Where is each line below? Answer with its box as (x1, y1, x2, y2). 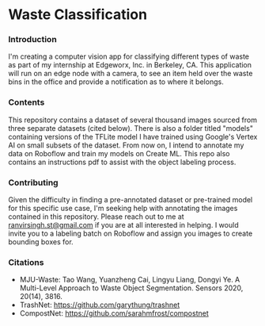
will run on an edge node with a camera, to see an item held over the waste (8, 69, 253, 79)
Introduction (8, 34, 57, 45)
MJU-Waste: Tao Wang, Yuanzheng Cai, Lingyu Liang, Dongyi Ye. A (19, 275, 240, 285)
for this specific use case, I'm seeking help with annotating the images (8, 204, 238, 213)
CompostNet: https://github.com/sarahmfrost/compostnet (19, 309, 209, 318)
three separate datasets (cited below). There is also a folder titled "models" (8, 123, 253, 132)
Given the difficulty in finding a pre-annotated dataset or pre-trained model (8, 195, 253, 205)
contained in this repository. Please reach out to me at (8, 212, 184, 221)
